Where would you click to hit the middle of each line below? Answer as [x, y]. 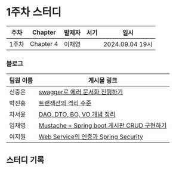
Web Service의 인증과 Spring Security [91, 137]
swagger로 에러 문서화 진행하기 [81, 92]
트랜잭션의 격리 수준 [65, 103]
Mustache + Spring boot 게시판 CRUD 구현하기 [103, 126]
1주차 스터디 [34, 12]
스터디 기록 [25, 160]
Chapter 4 [44, 44]
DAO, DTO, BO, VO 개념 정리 [77, 115]
